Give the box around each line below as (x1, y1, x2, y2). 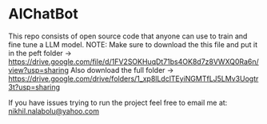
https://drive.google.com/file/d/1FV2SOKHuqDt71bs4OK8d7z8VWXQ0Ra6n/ (8, 57, 260, 66)
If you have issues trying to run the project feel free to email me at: (8, 98, 228, 107)
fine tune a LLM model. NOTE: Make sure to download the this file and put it (8, 39, 258, 49)
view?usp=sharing (8, 65, 70, 74)
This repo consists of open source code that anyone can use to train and (8, 31, 248, 41)
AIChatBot (8, 5, 78, 23)
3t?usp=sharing (8, 82, 61, 92)
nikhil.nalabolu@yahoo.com (8, 106, 100, 116)
